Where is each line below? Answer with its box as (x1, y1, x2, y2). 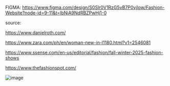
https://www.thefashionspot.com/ (5, 65, 77, 71)
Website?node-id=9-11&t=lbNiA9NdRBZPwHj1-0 (5, 10, 107, 16)
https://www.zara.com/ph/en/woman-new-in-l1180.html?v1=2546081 (5, 39, 151, 46)
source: (5, 20, 22, 26)
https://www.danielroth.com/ (5, 30, 66, 35)
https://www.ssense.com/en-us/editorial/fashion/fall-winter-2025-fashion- (5, 50, 163, 55)
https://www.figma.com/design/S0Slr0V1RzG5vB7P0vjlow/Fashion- (22, 5, 165, 10)
